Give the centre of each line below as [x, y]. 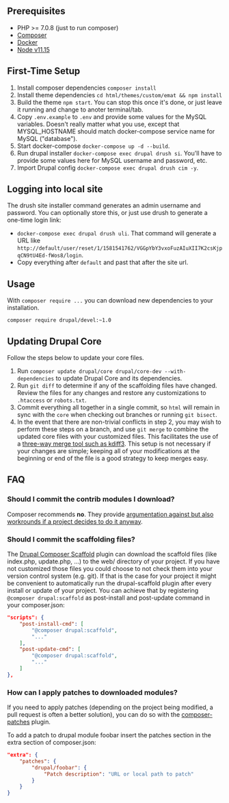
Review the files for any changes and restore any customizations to [111, 393]
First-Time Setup [44, 71]
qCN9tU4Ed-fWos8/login [49, 256]
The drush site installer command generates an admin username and [104, 205]
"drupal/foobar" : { [59, 767]
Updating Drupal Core [54, 341]
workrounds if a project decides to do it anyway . [75, 521]
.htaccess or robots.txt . [52, 400]
